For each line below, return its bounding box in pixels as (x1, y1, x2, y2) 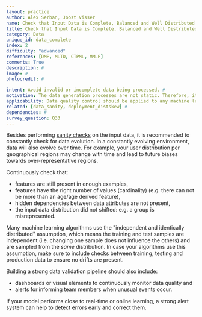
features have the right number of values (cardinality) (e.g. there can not (14, 187, 194, 194)
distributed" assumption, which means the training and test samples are (6, 230, 185, 238)
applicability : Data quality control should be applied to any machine (6, 98, 189, 104)
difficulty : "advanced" (6, 48, 66, 54)
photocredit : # (6, 76, 44, 82)
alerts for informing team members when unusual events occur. (14, 286, 173, 293)
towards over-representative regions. (6, 157, 99, 165)
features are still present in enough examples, (14, 180, 128, 187)
